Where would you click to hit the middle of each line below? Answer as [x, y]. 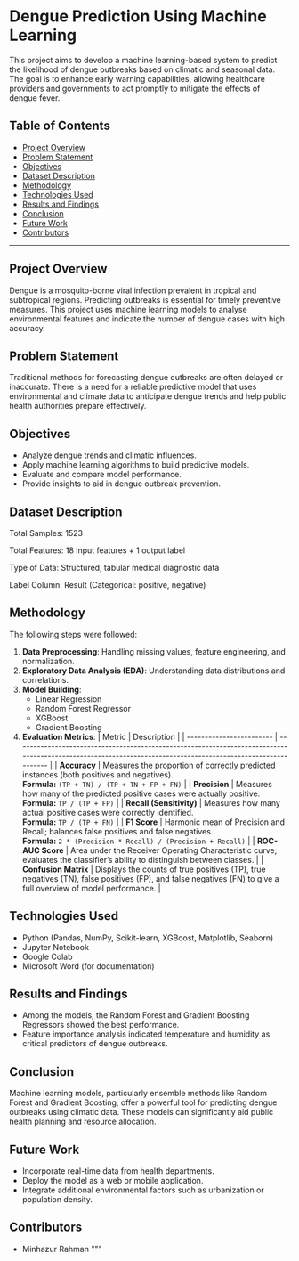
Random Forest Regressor [83, 708]
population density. [57, 1200]
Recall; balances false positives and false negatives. [117, 831]
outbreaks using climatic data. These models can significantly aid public [141, 1112]
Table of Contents [60, 126]
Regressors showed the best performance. [101, 1025]
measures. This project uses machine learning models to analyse [128, 309]
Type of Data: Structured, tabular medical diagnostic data [114, 568]
